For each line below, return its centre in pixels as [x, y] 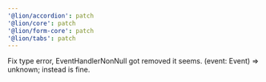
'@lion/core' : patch [42, 23]
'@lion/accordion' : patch [50, 16]
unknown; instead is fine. [49, 70]
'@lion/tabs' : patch [42, 38]
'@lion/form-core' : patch [50, 31]
